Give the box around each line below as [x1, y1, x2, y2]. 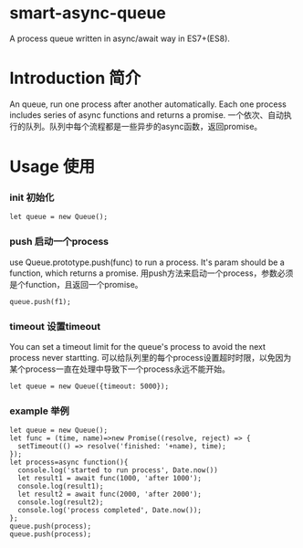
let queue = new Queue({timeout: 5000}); [9, 382, 170, 391]
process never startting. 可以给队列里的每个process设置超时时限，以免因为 [9, 352, 292, 363]
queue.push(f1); [9, 297, 71, 306]
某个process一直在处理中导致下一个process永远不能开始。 [9, 364, 230, 374]
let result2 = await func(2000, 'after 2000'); [17, 490, 203, 500]
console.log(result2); [17, 498, 104, 507]
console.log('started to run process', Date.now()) [17, 466, 219, 475]
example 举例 [9, 405, 70, 417]
